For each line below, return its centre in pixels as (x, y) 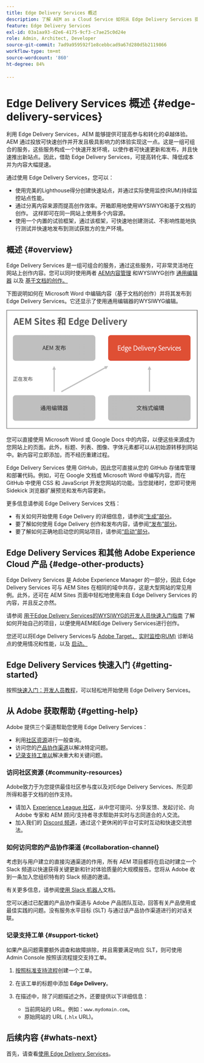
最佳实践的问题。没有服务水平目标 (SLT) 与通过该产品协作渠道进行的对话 (97, 910)
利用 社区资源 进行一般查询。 (50, 740)
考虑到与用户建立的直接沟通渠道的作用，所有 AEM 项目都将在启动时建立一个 (101, 862)
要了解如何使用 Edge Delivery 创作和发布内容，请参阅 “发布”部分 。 (97, 524)
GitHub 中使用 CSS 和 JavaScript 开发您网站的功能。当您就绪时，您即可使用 (101, 483)
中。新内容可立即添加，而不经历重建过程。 (59, 455)
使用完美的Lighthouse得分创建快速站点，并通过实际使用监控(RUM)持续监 (106, 190)
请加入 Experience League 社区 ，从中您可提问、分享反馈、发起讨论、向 (104, 807)
